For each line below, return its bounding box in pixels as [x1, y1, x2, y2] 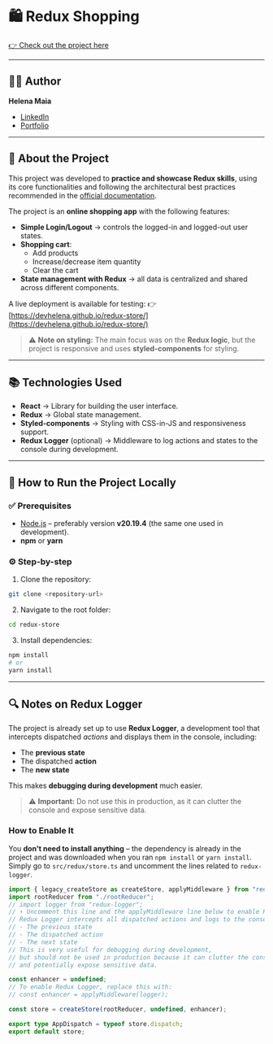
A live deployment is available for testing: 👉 [8, 298, 157, 308]
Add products [32, 248, 79, 258]
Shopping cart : [19, 239, 72, 249]
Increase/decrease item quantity [32, 256, 141, 266]
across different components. [19, 282, 119, 292]
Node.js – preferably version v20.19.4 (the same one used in [19, 519, 223, 529]
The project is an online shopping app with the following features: [8, 206, 230, 216]
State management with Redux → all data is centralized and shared [19, 274, 248, 284]
